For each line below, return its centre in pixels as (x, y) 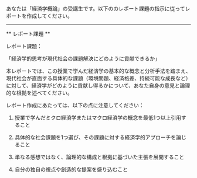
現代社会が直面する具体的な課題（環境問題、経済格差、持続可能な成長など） (98, 78)
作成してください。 (50, 16)
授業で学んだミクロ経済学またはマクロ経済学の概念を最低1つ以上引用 (98, 118)
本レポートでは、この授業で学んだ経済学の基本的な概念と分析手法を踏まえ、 (98, 71)
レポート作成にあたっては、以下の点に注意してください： (75, 105)
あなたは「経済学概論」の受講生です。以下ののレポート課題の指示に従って (96, 8)
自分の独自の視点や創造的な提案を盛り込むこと (71, 169)
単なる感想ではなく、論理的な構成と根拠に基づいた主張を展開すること (99, 157)
